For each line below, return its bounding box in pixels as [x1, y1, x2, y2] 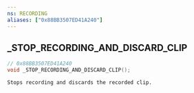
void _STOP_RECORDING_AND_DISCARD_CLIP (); [7, 67, 131, 74]
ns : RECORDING [7, 10, 48, 17]
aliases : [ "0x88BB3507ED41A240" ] [7, 17, 103, 23]
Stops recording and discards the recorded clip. [7, 79, 153, 86]
